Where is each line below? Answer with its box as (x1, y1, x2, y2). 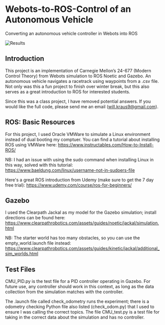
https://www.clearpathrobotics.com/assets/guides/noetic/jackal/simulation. (5, 220, 160, 226)
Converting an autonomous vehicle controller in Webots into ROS (5, 30, 138, 36)
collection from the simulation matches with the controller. (5, 289, 124, 295)
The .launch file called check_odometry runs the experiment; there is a (5, 299, 150, 305)
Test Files (5, 265, 36, 273)
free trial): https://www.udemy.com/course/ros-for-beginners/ (5, 182, 132, 188)
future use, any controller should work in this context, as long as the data (5, 284, 155, 290)
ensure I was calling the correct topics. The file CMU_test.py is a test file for (5, 309, 160, 315)
